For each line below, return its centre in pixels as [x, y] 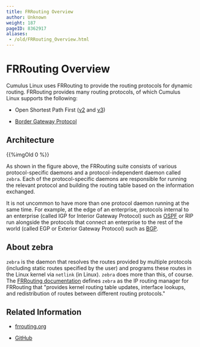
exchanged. [21, 191]
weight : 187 [21, 23]
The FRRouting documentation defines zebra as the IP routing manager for [98, 281]
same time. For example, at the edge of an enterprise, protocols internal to [98, 209]
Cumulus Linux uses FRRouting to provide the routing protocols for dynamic [99, 85]
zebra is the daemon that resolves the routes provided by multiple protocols [99, 262]
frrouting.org [30, 327]
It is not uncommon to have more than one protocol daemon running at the [98, 203]
